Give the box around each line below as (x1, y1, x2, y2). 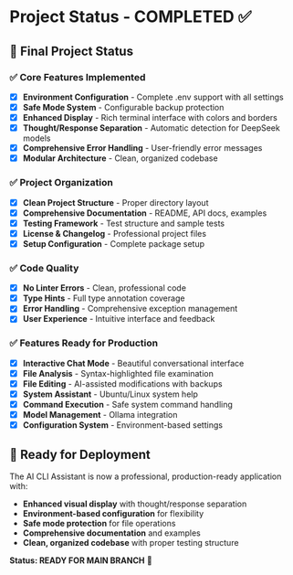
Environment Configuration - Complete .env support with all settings (22, 91, 285, 102)
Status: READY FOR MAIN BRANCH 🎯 (9, 555, 152, 566)
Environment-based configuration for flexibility (22, 507, 204, 518)
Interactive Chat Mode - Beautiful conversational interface (22, 357, 245, 368)
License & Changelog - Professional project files (22, 228, 207, 239)
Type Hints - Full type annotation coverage (22, 293, 185, 303)
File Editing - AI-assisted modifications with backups (22, 378, 223, 389)
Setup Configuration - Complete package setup (22, 238, 205, 249)
